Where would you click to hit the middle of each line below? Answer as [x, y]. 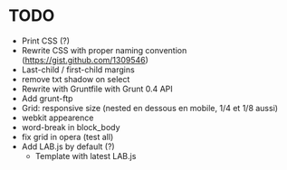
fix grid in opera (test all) [67, 137]
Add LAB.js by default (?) [68, 146]
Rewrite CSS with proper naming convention [104, 50]
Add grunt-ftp [47, 98]
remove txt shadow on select [76, 79]
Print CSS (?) [45, 41]
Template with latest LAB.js [86, 156]
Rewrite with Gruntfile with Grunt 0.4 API [97, 89]
